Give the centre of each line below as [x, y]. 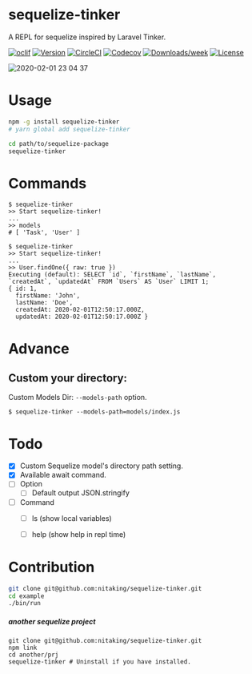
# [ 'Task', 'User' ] [44, 233]
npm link [23, 648]
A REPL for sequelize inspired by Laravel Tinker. [87, 37]
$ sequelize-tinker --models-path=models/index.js [94, 412]
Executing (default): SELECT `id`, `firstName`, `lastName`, [112, 275]
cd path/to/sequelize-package [59, 143]
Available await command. [63, 475]
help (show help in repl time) [79, 534]
